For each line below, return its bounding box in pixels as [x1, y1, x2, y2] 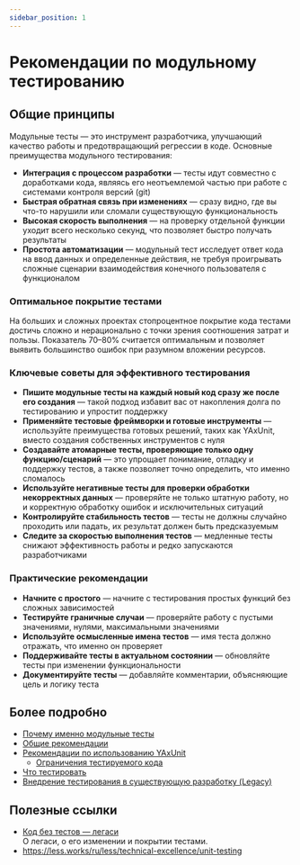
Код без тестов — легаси [22, 826, 119, 837]
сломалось [22, 473, 66, 484]
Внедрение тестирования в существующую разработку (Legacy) [22, 776, 272, 788]
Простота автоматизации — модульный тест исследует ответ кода [22, 244, 284, 255]
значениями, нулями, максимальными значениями [22, 621, 220, 632]
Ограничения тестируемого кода [35, 757, 163, 768]
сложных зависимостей [22, 602, 115, 613]
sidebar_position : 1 [9, 13, 87, 23]
